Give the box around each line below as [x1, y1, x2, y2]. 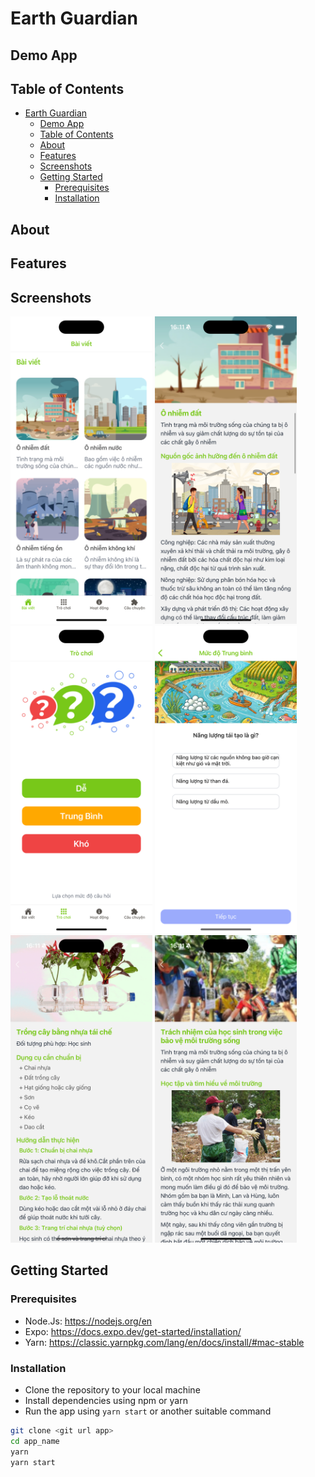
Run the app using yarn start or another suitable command [24, 1405, 272, 1417]
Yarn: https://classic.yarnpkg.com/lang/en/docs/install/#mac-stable [24, 1336, 305, 1348]
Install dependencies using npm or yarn [24, 1395, 188, 1407]
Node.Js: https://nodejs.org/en [24, 1315, 153, 1327]
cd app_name [10, 1436, 60, 1446]
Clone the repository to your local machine [24, 1384, 201, 1396]
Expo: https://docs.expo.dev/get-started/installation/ [24, 1325, 242, 1337]
